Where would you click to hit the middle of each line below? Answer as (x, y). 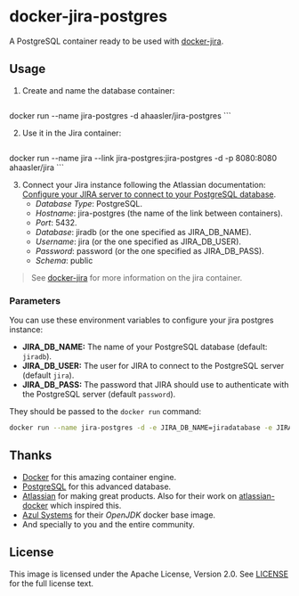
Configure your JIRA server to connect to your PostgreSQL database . (149, 194)
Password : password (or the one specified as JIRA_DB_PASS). (149, 250)
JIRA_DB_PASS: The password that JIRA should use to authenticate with (155, 385)
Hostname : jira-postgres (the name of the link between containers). (159, 213)
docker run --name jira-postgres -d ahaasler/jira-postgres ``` (120, 115)
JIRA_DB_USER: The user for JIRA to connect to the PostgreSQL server (153, 366)
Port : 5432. (56, 222)
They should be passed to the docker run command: (105, 412)
